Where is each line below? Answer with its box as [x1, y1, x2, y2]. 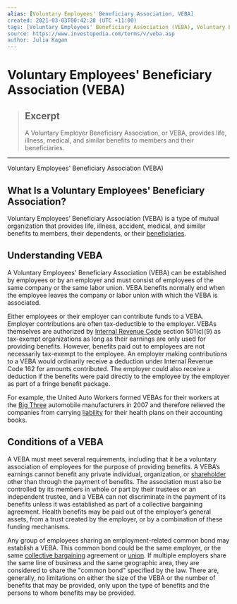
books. [7, 416, 28, 424]
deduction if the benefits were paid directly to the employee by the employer [7, 372, 230, 380]
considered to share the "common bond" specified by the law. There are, [7, 566, 219, 574]
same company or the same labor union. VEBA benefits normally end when [7, 283, 226, 291]
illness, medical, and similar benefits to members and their [24, 136, 195, 145]
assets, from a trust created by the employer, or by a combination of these [7, 514, 224, 523]
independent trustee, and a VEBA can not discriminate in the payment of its [7, 492, 226, 501]
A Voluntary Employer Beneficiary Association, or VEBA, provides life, [24, 128, 227, 138]
